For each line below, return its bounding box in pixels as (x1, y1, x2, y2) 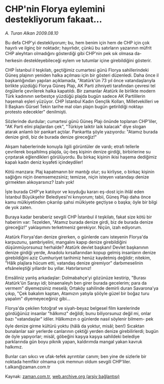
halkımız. (5, 344, 23, 350)
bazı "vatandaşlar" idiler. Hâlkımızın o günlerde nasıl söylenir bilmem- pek (5, 316, 154, 322)
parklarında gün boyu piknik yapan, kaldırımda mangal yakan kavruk (5, 338, 143, 345)
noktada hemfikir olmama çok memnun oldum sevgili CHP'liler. (5, 358, 131, 364)
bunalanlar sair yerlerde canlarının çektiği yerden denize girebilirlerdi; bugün (5, 328, 159, 334)
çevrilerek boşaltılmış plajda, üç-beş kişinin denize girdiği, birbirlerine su (5, 148, 151, 154)
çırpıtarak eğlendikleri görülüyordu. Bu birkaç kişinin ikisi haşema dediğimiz (5, 154, 157, 160)
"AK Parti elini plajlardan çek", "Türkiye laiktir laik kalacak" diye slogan (5, 123, 146, 129)
